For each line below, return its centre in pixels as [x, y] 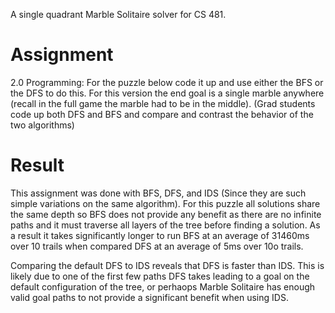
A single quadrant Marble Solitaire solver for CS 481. [118, 14]
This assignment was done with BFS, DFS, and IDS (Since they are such [158, 193]
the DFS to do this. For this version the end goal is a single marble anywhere [167, 93]
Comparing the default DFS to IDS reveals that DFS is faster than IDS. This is [167, 265]
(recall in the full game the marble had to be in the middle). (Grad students [163, 103]
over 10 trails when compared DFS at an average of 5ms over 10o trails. [157, 246]
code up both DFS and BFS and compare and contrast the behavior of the [162, 114]
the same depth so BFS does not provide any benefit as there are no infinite [166, 214]
